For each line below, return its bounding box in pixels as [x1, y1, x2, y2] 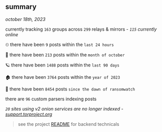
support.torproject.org [5, 111, 52, 117]
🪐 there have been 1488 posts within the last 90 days [5, 62, 119, 68]
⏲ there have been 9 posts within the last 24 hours [5, 41, 114, 48]
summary [5, 3, 37, 11]
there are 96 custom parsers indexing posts [5, 96, 97, 102]
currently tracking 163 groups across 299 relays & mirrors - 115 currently [5, 26, 157, 32]
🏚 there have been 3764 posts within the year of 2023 [5, 74, 120, 80]
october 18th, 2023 [5, 16, 46, 22]
